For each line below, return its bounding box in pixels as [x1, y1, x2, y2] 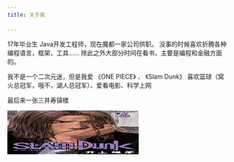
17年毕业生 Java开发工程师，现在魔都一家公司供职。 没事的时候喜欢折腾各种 [7, 39, 227, 48]
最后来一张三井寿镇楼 [7, 95, 69, 104]
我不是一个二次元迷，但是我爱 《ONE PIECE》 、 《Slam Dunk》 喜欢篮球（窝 [7, 72, 224, 81]
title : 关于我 [7, 11, 46, 18]
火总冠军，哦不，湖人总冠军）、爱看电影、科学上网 [7, 81, 152, 89]
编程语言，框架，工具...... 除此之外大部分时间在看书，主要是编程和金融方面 [7, 48, 223, 57]
